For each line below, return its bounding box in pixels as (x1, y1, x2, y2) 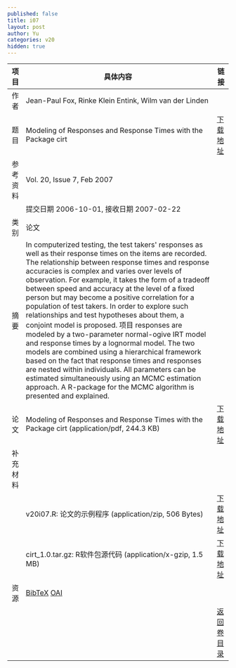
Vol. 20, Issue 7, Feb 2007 (25, 175, 114, 184)
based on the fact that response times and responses (25, 356, 202, 366)
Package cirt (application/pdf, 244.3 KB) (25, 423, 160, 433)
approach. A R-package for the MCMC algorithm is (25, 383, 195, 392)
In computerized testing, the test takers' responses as (25, 240, 204, 250)
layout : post (7, 23, 46, 30)
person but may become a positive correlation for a (25, 293, 195, 302)
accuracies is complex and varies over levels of (25, 266, 183, 276)
